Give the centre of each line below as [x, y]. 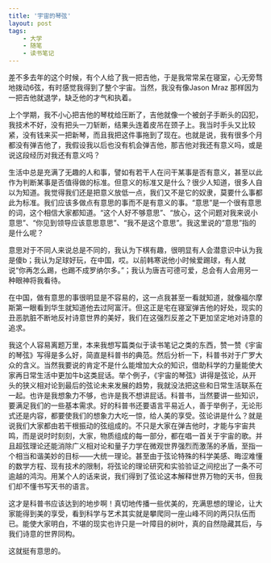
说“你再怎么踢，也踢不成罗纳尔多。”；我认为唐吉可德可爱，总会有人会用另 [130, 270]
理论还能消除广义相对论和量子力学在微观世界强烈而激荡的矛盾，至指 [142, 446]
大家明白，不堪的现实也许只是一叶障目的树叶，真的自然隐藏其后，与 [149, 523]
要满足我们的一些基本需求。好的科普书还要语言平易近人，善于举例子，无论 [132, 405]
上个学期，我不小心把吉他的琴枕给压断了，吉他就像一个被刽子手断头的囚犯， [135, 115]
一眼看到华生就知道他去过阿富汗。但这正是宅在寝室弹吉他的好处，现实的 [142, 307]
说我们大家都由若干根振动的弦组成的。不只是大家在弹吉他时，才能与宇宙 [128, 426]
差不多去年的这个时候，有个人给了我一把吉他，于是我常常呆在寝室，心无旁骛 [135, 77]
